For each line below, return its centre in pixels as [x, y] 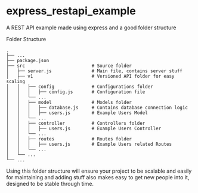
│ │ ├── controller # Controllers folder [76, 123]
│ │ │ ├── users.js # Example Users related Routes [89, 144]
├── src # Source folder [69, 66]
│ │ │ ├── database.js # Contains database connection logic [97, 108]
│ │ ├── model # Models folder [69, 102]
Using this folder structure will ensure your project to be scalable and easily [99, 171]
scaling [16, 81]
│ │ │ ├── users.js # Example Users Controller [84, 128]
